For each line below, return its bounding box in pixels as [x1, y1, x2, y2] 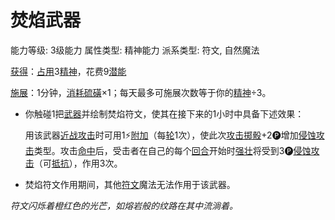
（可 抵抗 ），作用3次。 [33, 157, 123, 169]
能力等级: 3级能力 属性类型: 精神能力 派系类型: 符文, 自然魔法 [10, 44, 260, 56]
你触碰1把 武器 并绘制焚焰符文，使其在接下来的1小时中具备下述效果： [24, 107, 305, 120]
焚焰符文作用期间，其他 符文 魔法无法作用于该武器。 [24, 178, 236, 190]
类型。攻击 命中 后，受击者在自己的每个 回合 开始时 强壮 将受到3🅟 [33, 144, 294, 156]
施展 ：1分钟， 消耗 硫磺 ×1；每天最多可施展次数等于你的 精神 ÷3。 [10, 86, 272, 98]
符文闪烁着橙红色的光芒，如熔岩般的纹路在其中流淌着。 [10, 199, 238, 211]
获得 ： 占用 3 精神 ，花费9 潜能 [10, 65, 127, 77]
